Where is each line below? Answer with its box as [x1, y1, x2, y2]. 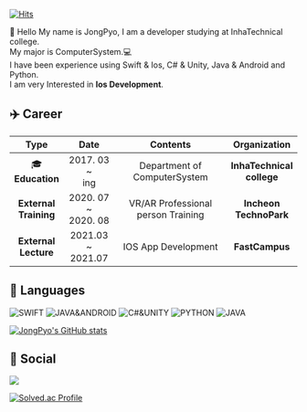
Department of [139, 159, 203, 172]
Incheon [243, 196, 281, 209]
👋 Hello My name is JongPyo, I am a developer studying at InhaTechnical [9, 26, 283, 37]
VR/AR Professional [129, 196, 213, 209]
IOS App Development [122, 240, 218, 253]
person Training [136, 208, 205, 221]
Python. [9, 69, 39, 79]
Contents [149, 138, 192, 151]
